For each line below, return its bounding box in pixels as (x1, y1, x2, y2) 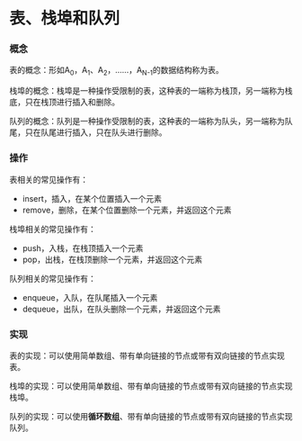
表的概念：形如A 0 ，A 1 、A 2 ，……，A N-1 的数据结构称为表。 (9, 65, 224, 77)
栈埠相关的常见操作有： (9, 223, 96, 234)
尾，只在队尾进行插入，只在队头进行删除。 (9, 127, 167, 138)
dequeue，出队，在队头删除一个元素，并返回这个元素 (22, 303, 221, 314)
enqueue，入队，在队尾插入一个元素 (22, 292, 158, 302)
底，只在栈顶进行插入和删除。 (9, 96, 120, 108)
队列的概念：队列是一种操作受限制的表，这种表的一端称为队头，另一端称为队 (9, 116, 293, 127)
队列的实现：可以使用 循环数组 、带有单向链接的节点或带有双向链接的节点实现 (9, 410, 293, 421)
